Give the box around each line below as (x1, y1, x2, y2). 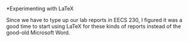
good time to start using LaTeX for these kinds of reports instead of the (6, 23, 181, 30)
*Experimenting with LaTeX (6, 5, 74, 12)
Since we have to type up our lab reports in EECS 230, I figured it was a (6, 17, 183, 23)
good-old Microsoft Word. (6, 29, 71, 36)
